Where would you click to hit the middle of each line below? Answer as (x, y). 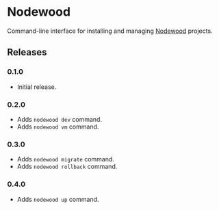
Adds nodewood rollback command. (67, 167)
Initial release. (37, 87)
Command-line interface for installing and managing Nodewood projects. (110, 31)
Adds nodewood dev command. (60, 119)
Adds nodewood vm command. (58, 127)
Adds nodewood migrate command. (66, 159)
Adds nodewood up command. (58, 199)
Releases (27, 52)
